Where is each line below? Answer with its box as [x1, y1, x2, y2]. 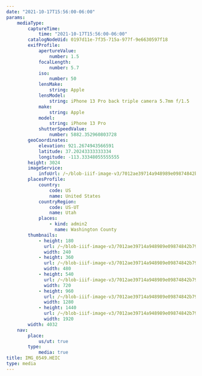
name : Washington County [54, 226, 117, 232]
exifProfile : [28, 43, 61, 49]
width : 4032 [28, 321, 58, 327]
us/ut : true [38, 338, 69, 344]
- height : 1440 [38, 305, 77, 311]
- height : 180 [38, 238, 74, 244]
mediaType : [17, 20, 44, 26]
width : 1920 [44, 316, 74, 322]
